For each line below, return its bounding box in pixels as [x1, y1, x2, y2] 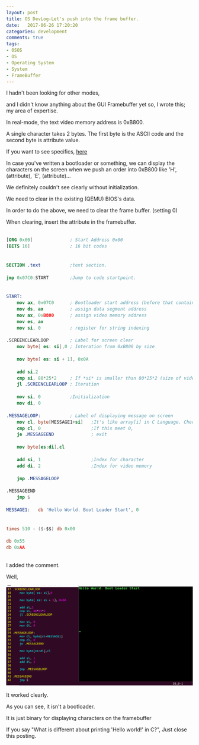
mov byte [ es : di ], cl [17, 444, 65, 450]
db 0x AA [6, 544, 25, 550]
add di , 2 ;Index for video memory [17, 463, 152, 469]
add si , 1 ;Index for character [17, 456, 145, 462]
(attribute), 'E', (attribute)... [6, 173, 71, 180]
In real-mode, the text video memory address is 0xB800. [6, 119, 145, 126]
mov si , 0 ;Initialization [17, 394, 110, 400]
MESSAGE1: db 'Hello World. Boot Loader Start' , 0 [6, 506, 139, 513]
